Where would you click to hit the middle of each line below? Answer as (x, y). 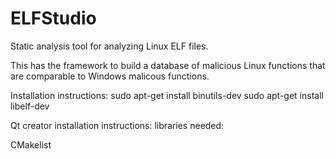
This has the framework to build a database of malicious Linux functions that (168, 65)
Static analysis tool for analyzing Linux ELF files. (109, 46)
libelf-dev (30, 106)
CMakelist (31, 144)
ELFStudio (53, 18)
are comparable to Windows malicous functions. (110, 76)
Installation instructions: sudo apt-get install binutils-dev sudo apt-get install (167, 95)
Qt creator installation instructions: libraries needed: (117, 125)
